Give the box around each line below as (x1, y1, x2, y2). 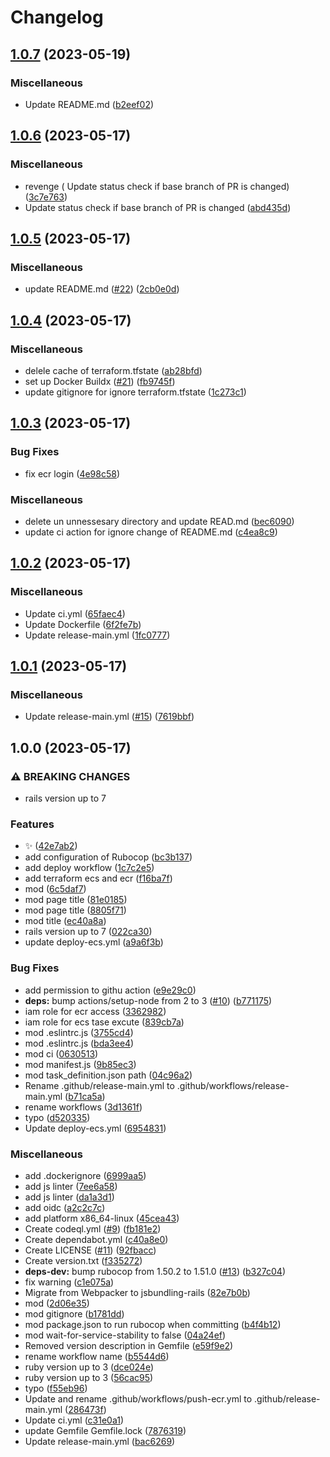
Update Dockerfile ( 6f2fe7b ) (24, 618, 142, 630)
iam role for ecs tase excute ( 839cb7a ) (24, 1016, 185, 1028)
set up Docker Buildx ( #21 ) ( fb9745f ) (24, 375, 176, 387)
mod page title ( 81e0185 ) (24, 894, 128, 906)
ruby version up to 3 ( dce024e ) (24, 1361, 155, 1373)
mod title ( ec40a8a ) (24, 915, 107, 927)
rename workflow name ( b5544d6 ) (24, 1350, 170, 1362)
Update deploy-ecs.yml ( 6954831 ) (24, 1122, 167, 1134)
